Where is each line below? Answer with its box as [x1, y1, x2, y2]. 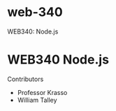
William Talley [17, 96, 57, 104]
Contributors [7, 75, 44, 83]
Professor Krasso [17, 88, 68, 96]
